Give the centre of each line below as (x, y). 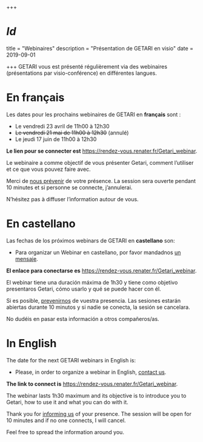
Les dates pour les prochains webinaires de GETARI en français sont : (94, 114)
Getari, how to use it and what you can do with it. (67, 402)
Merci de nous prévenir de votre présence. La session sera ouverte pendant (101, 181)
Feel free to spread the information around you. (65, 432)
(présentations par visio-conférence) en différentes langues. (82, 73)
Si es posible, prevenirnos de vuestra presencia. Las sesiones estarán (93, 300)
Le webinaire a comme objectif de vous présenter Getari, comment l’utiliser (100, 162)
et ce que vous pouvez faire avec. (48, 169)
